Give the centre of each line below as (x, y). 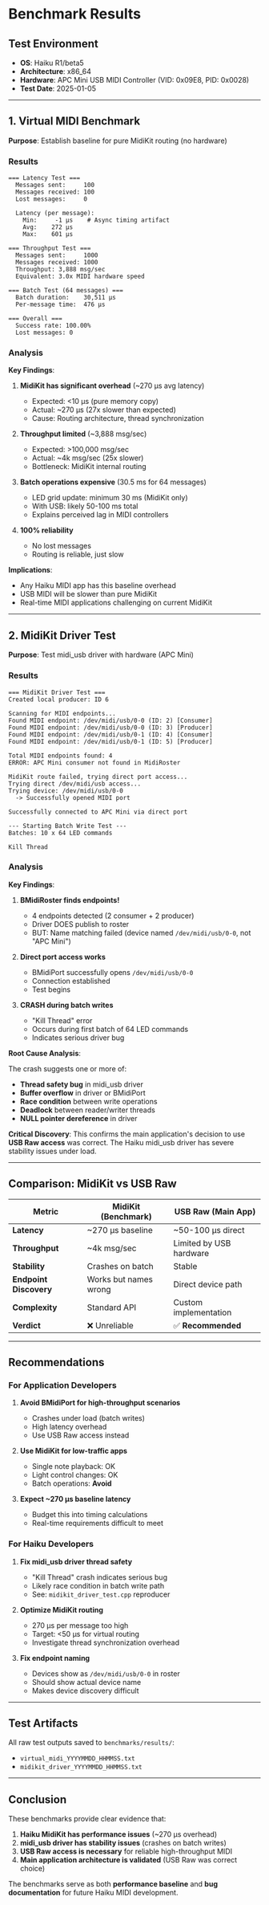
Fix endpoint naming (55, 1658)
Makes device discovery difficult (85, 1691)
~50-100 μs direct (209, 1230)
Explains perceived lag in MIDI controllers (100, 515)
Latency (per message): (55, 214)
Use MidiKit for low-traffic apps (74, 1451)
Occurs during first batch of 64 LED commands (110, 1029)
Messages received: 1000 (57, 263)
